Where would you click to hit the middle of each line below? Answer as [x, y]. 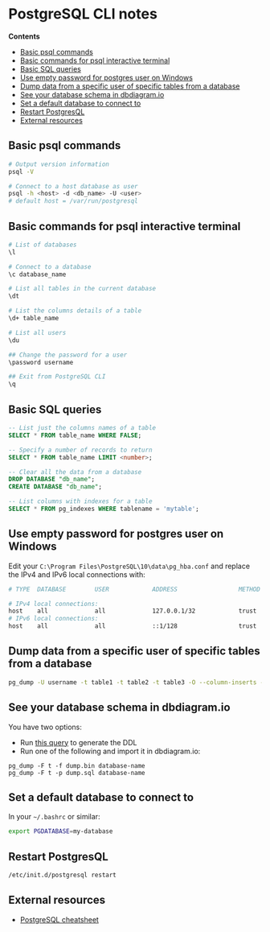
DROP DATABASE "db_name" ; [51, 480]
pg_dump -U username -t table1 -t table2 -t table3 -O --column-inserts [133, 682]
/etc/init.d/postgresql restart [62, 875]
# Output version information [59, 164]
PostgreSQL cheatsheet [59, 919]
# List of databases [43, 245]
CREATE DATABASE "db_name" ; [55, 487]
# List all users [37, 332]
